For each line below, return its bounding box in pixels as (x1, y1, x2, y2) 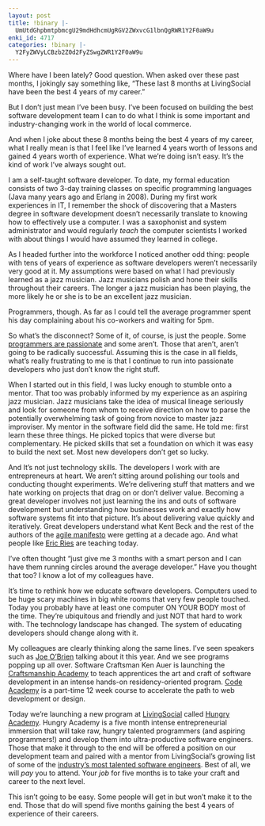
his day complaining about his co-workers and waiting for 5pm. (8, 315, 214, 325)
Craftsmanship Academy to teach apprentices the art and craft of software (8, 669, 252, 678)
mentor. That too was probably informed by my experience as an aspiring (8, 388, 248, 397)
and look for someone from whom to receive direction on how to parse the (8, 405, 251, 415)
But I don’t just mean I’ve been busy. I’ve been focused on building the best (8, 102, 254, 112)
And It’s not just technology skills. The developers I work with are (8, 463, 220, 472)
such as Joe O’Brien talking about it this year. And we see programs (8, 652, 229, 661)
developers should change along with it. (8, 628, 138, 637)
